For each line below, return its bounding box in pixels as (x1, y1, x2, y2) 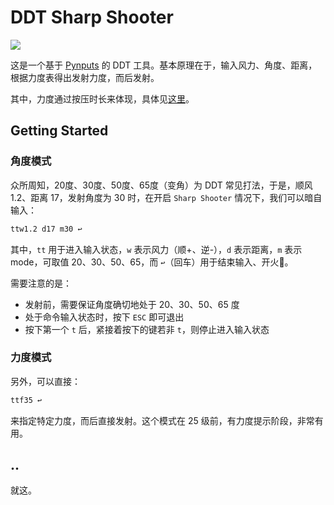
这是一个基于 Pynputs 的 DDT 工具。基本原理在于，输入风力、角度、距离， (10, 59, 318, 71)
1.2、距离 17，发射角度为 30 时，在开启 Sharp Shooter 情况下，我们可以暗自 (10, 191, 323, 203)
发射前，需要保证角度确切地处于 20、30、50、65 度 (24, 298, 240, 310)
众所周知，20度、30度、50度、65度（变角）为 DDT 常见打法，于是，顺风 (10, 179, 313, 191)
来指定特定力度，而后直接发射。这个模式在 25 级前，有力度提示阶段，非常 (10, 414, 315, 426)
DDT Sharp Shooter (10, 6, 174, 29)
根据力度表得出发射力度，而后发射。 (10, 71, 160, 83)
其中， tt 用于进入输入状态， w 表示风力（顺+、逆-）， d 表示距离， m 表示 (10, 243, 303, 255)
